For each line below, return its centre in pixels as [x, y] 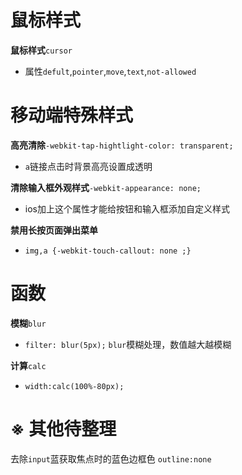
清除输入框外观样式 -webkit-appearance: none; [106, 187]
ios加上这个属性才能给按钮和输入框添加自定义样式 [127, 208]
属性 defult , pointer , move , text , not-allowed [110, 71]
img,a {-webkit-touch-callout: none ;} [108, 251]
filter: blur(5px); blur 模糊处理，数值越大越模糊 [128, 344]
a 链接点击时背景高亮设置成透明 [88, 166]
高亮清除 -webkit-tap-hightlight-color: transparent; [122, 145]
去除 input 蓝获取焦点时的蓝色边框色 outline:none [111, 458]
